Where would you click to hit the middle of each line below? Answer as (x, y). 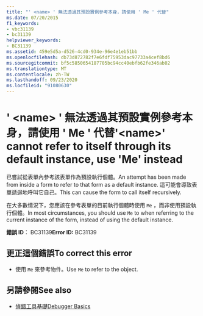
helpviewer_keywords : (34, 40)
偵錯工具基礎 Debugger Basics (53, 306)
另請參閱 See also (39, 290)
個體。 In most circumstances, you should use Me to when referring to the (102, 213)
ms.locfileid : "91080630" (39, 86)
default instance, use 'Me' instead (94, 160)
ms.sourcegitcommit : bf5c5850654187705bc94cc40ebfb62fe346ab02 (88, 63)
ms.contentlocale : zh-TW (38, 74)
